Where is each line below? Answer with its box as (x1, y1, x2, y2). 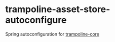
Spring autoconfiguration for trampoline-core (5, 31, 100, 37)
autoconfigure (5, 14, 67, 26)
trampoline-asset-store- (5, 4, 110, 15)
